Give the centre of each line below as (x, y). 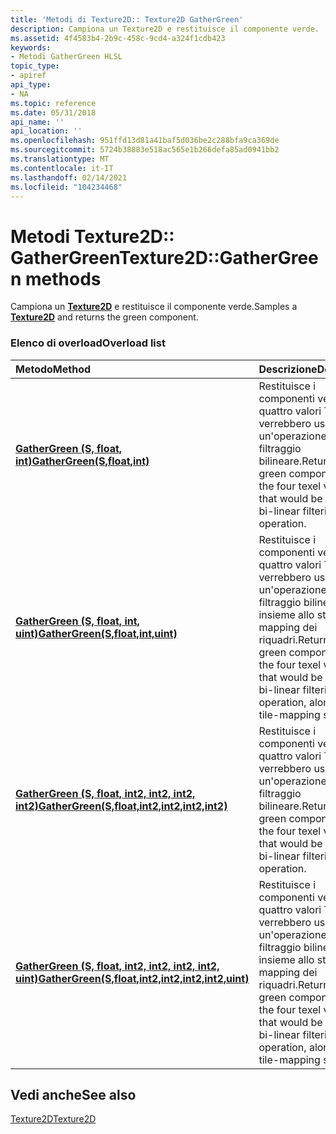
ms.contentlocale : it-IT (62, 168)
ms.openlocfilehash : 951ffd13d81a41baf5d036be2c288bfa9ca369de (145, 141)
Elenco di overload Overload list (88, 343)
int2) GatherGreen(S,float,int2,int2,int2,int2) (121, 806)
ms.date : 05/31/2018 (53, 112)
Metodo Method (53, 369)
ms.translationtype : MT (60, 159)
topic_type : (35, 66)
